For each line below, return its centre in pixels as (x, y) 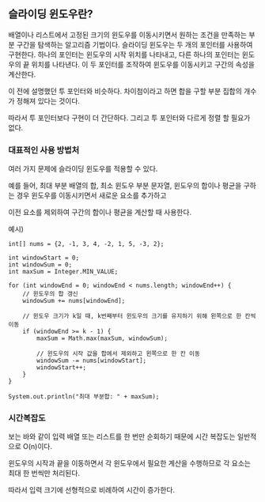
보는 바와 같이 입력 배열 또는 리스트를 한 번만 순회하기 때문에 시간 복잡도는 (122, 436)
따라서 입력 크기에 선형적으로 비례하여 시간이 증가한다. (92, 490)
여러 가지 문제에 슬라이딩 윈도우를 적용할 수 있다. (83, 169)
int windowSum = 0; (40, 265)
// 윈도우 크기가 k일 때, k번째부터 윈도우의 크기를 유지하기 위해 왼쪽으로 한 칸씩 (139, 316)
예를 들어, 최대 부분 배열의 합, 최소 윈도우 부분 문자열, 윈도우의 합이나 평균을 (125, 186)
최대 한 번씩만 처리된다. (44, 474)
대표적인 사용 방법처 (44, 150)
